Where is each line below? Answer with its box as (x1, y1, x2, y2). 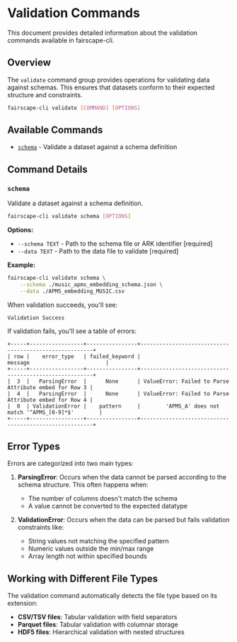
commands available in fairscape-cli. (7, 36, 115, 44)
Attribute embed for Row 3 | (7, 383, 93, 391)
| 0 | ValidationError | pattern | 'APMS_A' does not (7, 403, 220, 410)
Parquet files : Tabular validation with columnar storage (17, 620, 178, 629)
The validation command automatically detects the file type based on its (7, 592, 218, 600)
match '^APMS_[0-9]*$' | (7, 408, 103, 416)
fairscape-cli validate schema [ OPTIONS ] (7, 213, 132, 220)
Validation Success (7, 314, 65, 321)
